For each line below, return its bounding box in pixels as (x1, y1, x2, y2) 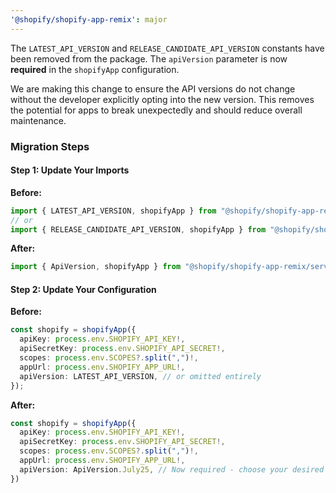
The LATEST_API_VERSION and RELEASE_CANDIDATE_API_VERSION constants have (10, 42, 325, 54)
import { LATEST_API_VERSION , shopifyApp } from (10, 206, 217, 216)
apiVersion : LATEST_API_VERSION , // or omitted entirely (19, 371, 262, 381)
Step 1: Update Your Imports (10, 164, 130, 176)
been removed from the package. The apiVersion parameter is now (10, 52, 288, 65)
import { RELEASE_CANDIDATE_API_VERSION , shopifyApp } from (10, 224, 267, 235)
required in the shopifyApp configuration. (10, 63, 180, 75)
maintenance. (10, 114, 67, 126)
